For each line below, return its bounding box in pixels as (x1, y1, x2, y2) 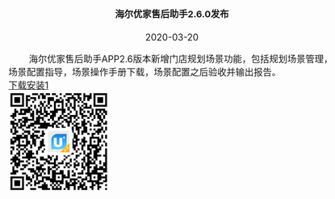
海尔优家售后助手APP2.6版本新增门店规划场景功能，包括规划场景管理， (28, 53, 333, 66)
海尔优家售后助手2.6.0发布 (115, 8, 229, 20)
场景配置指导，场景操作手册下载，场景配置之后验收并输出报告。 (8, 66, 281, 78)
